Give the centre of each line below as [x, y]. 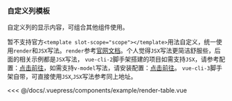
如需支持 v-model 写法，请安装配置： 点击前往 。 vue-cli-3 [130, 68]
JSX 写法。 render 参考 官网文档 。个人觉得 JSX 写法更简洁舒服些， [126, 50]
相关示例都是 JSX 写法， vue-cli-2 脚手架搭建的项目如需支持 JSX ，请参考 [119, 59]
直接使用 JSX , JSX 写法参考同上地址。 [87, 77]
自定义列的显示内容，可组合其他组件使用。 [68, 27]
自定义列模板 [29, 10]
